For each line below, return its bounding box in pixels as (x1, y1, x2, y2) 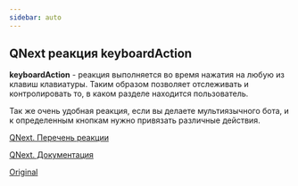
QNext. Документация (9, 150, 94, 160)
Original (9, 166, 38, 178)
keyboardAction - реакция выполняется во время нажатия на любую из (9, 69, 286, 80)
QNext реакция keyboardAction (9, 46, 193, 61)
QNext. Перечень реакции (9, 133, 110, 143)
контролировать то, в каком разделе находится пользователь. (9, 88, 249, 99)
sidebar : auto (9, 12, 62, 22)
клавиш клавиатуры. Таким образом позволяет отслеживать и (9, 79, 249, 90)
